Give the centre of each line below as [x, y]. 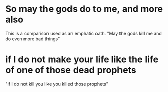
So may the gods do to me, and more [84, 9]
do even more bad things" [33, 39]
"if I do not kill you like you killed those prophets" [57, 84]
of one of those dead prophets [71, 70]
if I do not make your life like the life [82, 59]
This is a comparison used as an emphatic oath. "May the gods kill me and [83, 33]
